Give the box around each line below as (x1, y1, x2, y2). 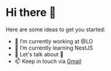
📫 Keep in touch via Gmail (14, 58, 82, 65)
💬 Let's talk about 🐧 (14, 50, 64, 58)
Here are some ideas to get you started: (5, 26, 106, 33)
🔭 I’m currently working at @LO (14, 37, 93, 45)
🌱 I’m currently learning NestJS (14, 44, 93, 51)
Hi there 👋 (5, 6, 56, 20)
